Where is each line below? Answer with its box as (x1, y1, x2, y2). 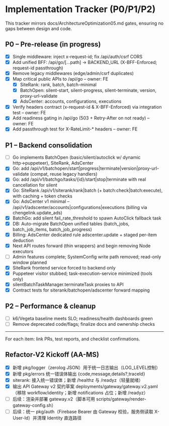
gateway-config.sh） (12, 402, 56, 408)
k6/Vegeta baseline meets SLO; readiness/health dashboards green (12, 315, 153, 321)
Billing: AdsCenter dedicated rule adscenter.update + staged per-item (12, 232, 157, 238)
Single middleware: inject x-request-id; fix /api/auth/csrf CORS (12, 53, 143, 59)
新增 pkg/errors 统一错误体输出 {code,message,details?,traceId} (12, 371, 145, 377)
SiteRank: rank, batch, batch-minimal (20, 82, 97, 88)
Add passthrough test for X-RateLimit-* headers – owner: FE (12, 126, 138, 132)
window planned (12, 259, 47, 265)
